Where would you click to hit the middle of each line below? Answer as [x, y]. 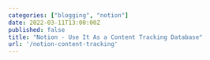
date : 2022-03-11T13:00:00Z [54, 23]
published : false [37, 30]
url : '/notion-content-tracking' [63, 44]
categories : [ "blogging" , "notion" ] [68, 15]
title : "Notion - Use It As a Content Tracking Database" [105, 37]
